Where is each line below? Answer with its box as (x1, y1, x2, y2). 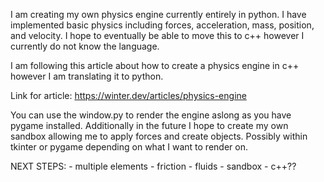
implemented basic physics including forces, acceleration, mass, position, (10, 19, 315, 31)
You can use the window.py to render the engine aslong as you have (10, 109, 292, 121)
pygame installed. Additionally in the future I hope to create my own (10, 120, 289, 131)
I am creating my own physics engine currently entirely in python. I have (10, 9, 307, 20)
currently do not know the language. (10, 40, 160, 52)
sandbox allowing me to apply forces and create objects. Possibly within (10, 130, 308, 142)
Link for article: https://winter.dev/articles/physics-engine (10, 90, 247, 101)
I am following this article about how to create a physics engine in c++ (10, 60, 300, 71)
